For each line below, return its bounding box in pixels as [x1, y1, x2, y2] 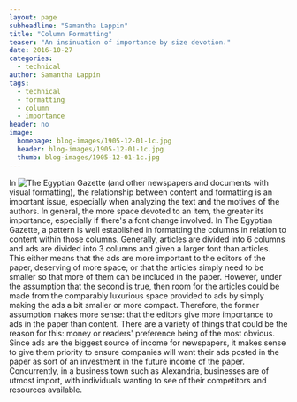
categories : [9, 54, 53, 63]
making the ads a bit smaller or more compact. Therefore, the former [9, 299, 260, 310]
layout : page [9, 12, 57, 22]
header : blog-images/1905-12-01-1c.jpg [17, 144, 164, 153]
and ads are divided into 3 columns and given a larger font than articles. [9, 243, 271, 253]
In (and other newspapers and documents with [9, 177, 270, 188]
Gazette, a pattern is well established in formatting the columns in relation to [9, 224, 287, 235]
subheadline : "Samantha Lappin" [9, 21, 128, 30]
